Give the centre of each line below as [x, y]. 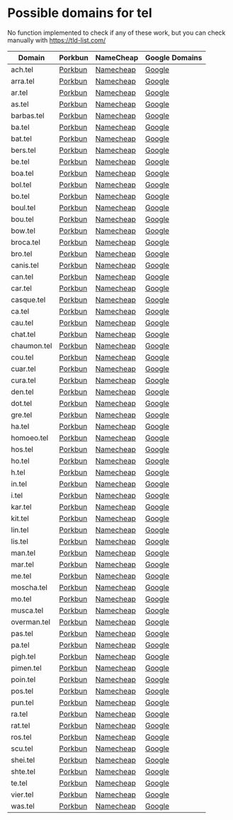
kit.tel [20, 518]
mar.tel [22, 564]
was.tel [23, 806]
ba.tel [20, 127]
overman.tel [31, 622]
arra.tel [23, 81]
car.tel [21, 288]
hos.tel [22, 449]
